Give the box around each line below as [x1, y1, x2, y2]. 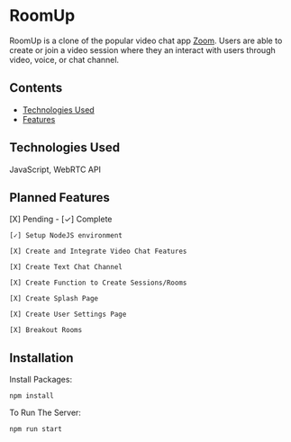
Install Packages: [9, 374, 73, 385]
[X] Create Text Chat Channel [9, 263, 123, 272]
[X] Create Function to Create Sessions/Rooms [9, 278, 187, 288]
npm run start [9, 425, 63, 434]
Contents [9, 80, 63, 95]
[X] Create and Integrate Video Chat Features [9, 247, 187, 257]
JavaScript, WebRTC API [9, 164, 102, 175]
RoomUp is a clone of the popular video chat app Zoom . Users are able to [9, 35, 283, 46]
